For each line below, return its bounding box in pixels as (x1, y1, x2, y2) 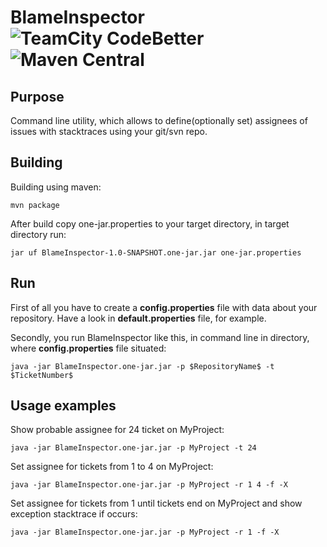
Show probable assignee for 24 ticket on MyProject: (10, 424, 225, 436)
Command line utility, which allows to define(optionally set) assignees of (10, 115, 308, 126)
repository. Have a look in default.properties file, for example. (10, 312, 267, 324)
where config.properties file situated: (10, 342, 167, 354)
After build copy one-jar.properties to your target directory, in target (10, 217, 290, 230)
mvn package (10, 200, 60, 210)
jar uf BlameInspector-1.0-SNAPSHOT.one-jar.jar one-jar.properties (10, 247, 302, 258)
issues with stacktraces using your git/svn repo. (10, 126, 208, 137)
